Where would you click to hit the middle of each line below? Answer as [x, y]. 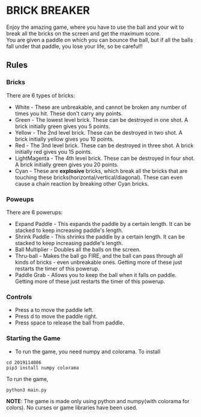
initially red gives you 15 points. [53, 151]
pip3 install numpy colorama [43, 368]
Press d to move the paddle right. [56, 317]
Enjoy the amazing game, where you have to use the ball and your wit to [95, 27]
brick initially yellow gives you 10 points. [64, 139]
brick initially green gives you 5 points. [62, 126]
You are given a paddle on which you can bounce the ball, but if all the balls [100, 40]
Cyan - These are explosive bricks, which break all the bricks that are [101, 171]
